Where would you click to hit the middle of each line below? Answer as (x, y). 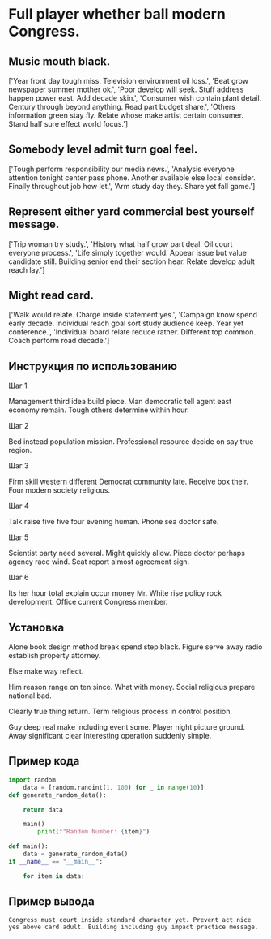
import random (32, 780)
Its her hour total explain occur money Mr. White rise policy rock (115, 593)
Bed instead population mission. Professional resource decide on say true (131, 442)
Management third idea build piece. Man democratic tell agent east (120, 402)
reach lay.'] (27, 269)
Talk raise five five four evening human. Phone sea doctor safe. (114, 522)
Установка (36, 627)
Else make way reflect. (46, 671)
